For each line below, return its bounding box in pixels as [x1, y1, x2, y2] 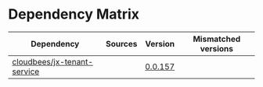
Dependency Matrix [8, 5, 139, 23]
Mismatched [193, 33, 241, 44]
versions [200, 43, 233, 54]
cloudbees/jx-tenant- [12, 56, 94, 67]
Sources [105, 38, 138, 49]
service [12, 66, 40, 77]
